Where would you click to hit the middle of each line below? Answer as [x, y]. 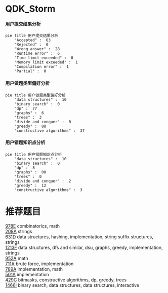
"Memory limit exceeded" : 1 [46, 62]
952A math [17, 258]
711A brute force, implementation [39, 264]
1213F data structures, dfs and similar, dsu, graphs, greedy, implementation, [84, 247]
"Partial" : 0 [30, 71]
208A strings [19, 231]
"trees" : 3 [28, 117]
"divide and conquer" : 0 [43, 122]
